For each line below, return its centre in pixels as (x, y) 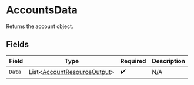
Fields (18, 45)
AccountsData (42, 10)
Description (169, 61)
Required (133, 61)
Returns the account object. (40, 26)
